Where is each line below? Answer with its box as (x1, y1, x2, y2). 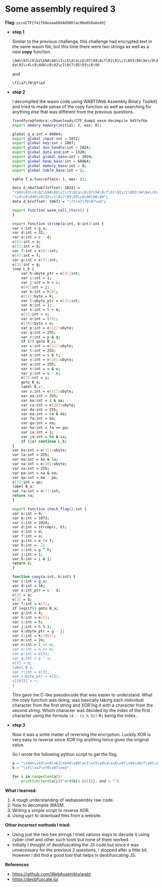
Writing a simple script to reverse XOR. (12, 807, 90, 813)
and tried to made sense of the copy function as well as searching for (12, 103, 152, 109)
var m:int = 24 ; (12, 638, 45, 643)
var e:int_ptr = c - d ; (12, 588, 61, 593)
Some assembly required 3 (5, 3, 116, 15)
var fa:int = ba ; (21, 416, 56, 421)
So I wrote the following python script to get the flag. (12, 751, 118, 757)
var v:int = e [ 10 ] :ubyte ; (21, 357, 74, 362)
